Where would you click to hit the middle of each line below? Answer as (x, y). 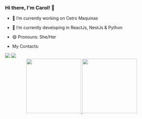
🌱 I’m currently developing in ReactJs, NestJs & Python (67, 28)
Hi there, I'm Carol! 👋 (30, 8)
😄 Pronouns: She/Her (34, 37)
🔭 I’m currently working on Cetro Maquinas (55, 18)
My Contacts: (26, 46)
